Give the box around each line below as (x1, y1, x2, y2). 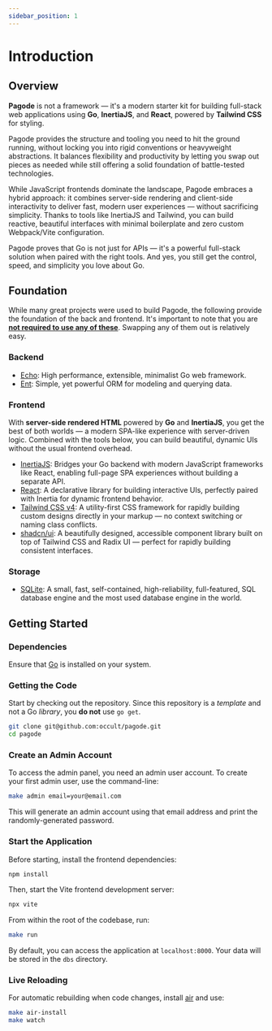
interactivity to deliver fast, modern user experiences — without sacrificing (8, 201, 259, 211)
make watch (8, 1016, 45, 1024)
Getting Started (8, 616, 89, 630)
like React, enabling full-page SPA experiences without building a (19, 468, 239, 478)
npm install (8, 870, 49, 878)
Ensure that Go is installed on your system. (8, 659, 152, 669)
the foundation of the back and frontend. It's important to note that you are (8, 314, 258, 324)
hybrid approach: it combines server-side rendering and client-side (8, 193, 234, 202)
